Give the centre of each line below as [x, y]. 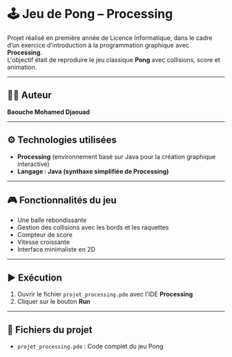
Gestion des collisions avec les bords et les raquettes [93, 227]
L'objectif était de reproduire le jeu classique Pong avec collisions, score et [114, 59]
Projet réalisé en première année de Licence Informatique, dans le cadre [110, 38]
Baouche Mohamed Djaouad [49, 112]
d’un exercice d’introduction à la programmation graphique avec [98, 45]
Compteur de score [45, 235]
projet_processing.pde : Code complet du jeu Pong [90, 346]
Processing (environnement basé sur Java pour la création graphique [116, 156]
